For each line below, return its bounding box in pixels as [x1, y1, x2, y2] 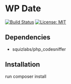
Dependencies [5, 33, 50, 42]
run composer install [5, 73, 47, 79]
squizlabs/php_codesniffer [12, 46, 66, 52]
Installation [5, 61, 40, 69]
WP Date [5, 3, 41, 14]
